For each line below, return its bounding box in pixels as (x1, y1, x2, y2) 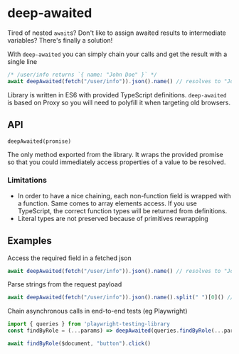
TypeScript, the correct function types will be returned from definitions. (17, 206, 228, 215)
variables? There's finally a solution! (7, 36, 113, 44)
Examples (7, 235, 52, 247)
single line (7, 57, 38, 65)
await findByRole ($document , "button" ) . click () (7, 340, 152, 348)
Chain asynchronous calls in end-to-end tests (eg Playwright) (7, 307, 188, 316)
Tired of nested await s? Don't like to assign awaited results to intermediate (7, 28, 226, 37)
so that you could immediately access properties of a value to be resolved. (7, 158, 226, 166)
